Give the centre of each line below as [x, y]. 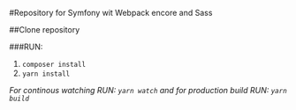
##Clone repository [45, 29]
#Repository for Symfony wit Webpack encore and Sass [111, 13]
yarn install [46, 74]
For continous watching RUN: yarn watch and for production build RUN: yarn [148, 90]
